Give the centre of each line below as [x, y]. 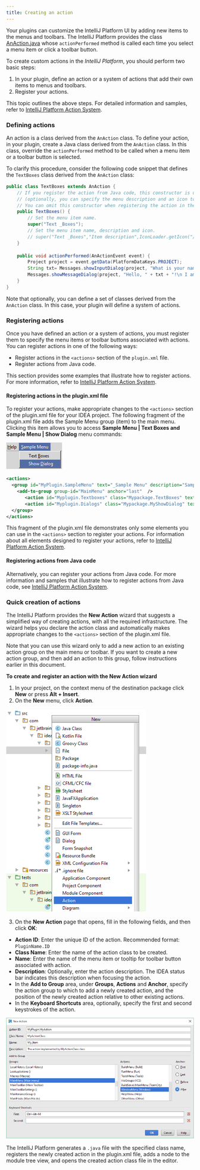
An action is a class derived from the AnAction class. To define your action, [98, 138]
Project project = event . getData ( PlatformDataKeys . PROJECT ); [105, 262]
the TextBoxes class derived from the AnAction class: [71, 175]
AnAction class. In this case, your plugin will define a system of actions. [93, 305]
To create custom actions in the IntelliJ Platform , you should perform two [96, 61]
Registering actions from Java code [51, 561]
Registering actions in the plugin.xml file [57, 395]
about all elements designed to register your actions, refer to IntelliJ [89, 541]
